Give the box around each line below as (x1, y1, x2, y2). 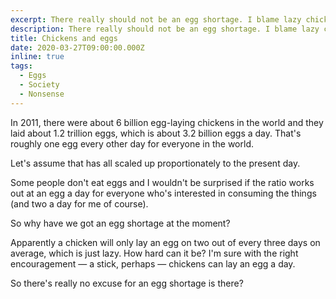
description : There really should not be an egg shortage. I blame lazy (10, 24, 320, 34)
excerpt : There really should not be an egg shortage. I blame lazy (10, 14, 302, 25)
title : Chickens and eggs (10, 33, 118, 43)
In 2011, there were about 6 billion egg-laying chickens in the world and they (10, 116, 324, 128)
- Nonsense (19, 89, 65, 99)
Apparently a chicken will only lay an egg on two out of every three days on (10, 236, 321, 248)
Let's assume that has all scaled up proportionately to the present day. (10, 157, 301, 169)
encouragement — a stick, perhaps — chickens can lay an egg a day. (10, 257, 296, 270)
